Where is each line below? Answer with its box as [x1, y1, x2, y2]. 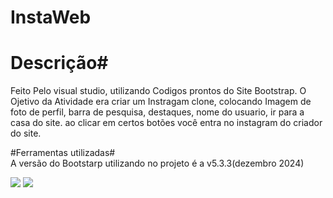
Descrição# [10, 52, 109, 75]
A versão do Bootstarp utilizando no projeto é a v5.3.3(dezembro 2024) [10, 157, 305, 170]
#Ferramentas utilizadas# [10, 147, 116, 159]
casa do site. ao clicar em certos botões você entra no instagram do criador [10, 117, 323, 129]
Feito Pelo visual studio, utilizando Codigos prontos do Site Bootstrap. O [10, 85, 307, 97]
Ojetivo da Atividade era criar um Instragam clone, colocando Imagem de [10, 96, 312, 108]
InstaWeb [10, 6, 92, 29]
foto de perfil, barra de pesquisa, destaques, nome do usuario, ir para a [10, 106, 305, 118]
